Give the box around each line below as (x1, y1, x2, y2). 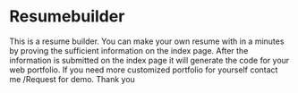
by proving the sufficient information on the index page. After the (9, 45, 249, 55)
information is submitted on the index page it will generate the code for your (9, 55, 290, 65)
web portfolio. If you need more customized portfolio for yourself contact (9, 64, 278, 75)
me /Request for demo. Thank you (9, 73, 136, 84)
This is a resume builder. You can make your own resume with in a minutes (9, 36, 285, 46)
